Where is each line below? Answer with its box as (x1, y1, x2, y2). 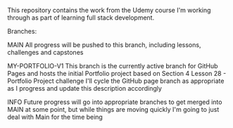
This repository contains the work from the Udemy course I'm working (7, 6, 211, 14)
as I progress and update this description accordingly (7, 84, 162, 92)
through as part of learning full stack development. (7, 13, 155, 22)
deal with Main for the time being (7, 113, 103, 121)
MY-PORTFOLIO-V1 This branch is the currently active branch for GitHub (7, 62, 218, 70)
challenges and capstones (7, 49, 84, 56)
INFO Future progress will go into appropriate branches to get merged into (7, 98, 222, 106)
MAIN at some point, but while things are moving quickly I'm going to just (7, 105, 220, 113)
